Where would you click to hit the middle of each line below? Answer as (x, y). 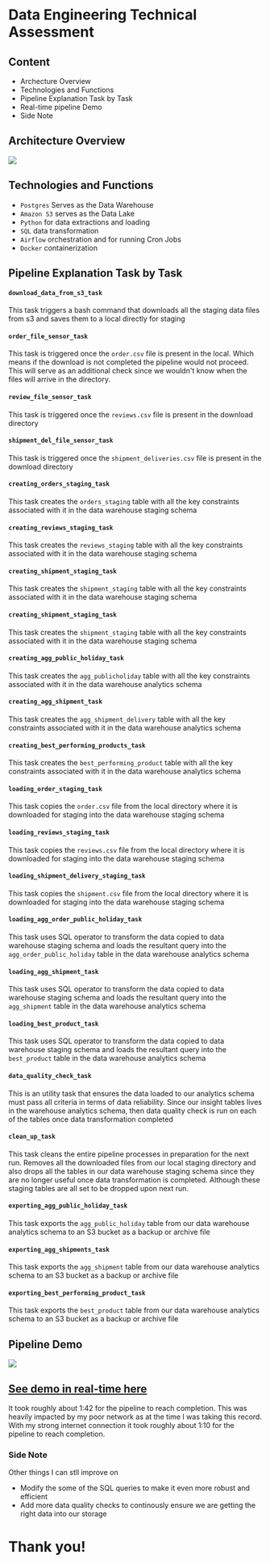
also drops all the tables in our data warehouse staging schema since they (132, 1171)
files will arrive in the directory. (60, 379)
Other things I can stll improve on (63, 1472)
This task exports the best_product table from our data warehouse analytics (134, 1310)
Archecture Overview (55, 81)
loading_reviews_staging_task (59, 833)
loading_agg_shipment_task (54, 971)
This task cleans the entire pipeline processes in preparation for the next (129, 1154)
